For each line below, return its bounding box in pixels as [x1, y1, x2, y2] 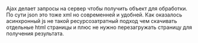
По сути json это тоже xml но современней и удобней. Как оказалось [6, 11, 183, 18]
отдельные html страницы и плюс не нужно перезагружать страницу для [6, 24, 193, 31]
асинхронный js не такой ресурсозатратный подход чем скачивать [6, 18, 177, 24]
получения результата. [6, 30, 64, 37]
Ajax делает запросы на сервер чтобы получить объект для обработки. [6, 5, 188, 12]
